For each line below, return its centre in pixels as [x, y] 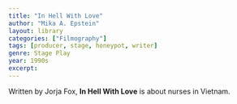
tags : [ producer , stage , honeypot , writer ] [83, 46]
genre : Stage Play [39, 53]
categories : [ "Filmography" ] [58, 38]
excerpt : [23, 69]
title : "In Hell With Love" [56, 16]
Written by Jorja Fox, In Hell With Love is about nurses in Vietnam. [119, 91]
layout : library [36, 31]
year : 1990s [28, 61]
